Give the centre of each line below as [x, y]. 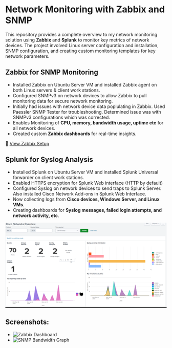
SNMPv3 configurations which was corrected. [61, 117]
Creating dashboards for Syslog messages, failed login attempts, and [87, 210]
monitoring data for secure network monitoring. [63, 101]
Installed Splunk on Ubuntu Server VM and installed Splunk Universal [85, 172]
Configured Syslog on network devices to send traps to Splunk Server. [87, 188]
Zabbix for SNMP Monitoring [52, 72]
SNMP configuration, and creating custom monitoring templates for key [81, 51]
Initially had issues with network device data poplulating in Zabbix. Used [89, 106]
